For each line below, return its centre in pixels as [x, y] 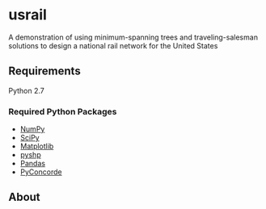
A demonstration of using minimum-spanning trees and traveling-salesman [133, 37]
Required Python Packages [63, 111]
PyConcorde [41, 172]
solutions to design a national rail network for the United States [113, 45]
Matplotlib [37, 146]
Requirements [44, 71]
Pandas [33, 164]
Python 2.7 [26, 90]
